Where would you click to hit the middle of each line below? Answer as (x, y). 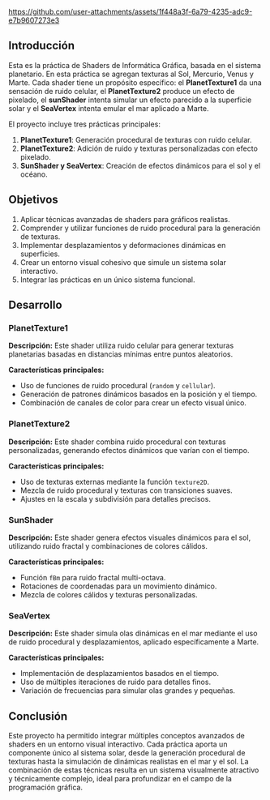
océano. (34, 174)
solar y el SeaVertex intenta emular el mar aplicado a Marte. (109, 108)
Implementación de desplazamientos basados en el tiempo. (119, 674)
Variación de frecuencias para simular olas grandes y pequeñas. (128, 691)
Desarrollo (35, 305)
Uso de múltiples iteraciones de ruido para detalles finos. (116, 682)
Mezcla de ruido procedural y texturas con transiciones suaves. (126, 490)
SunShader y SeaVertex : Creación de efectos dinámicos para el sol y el (140, 165)
